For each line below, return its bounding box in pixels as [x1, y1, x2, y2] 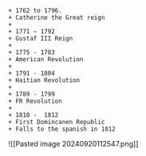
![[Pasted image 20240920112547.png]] [8, 139, 139, 148]
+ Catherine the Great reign [8, 14, 105, 21]
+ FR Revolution [8, 97, 62, 105]
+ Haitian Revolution [8, 76, 81, 84]
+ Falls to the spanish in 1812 [8, 125, 116, 133]
